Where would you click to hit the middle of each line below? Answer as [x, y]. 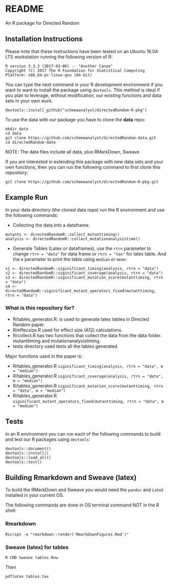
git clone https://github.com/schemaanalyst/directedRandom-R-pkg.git [82, 182]
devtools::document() [28, 449]
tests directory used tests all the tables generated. [65, 346]
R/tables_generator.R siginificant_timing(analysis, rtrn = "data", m [88, 366]
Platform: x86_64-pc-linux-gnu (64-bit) [49, 75]
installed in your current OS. [35, 495]
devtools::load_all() [28, 458]
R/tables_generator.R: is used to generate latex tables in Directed [81, 319]
